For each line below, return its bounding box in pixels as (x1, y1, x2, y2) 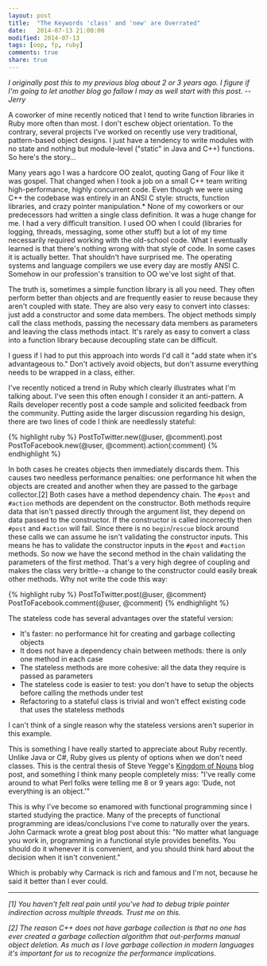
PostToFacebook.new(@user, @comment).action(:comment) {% (8, 440, 219, 450)
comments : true (8, 48, 59, 56)
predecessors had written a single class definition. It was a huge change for (8, 210, 257, 219)
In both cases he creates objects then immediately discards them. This (8, 464, 240, 474)
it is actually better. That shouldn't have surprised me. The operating (8, 252, 233, 262)
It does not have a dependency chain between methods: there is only (19, 646, 247, 655)
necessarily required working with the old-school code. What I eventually (8, 235, 248, 245)
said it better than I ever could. (8, 876, 109, 886)
